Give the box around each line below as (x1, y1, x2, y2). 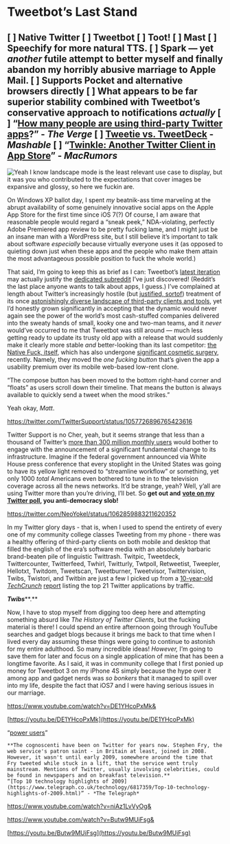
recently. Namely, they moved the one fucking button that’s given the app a (7, 356, 220, 363)
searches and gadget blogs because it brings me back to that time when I (7, 630, 216, 638)
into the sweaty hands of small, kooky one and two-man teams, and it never (7, 319, 222, 327)
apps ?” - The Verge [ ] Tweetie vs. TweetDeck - (7, 128, 214, 140)
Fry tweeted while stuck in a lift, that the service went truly (7, 760, 198, 767)
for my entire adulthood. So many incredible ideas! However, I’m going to (7, 645, 213, 653)
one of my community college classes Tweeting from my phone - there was (7, 530, 221, 539)
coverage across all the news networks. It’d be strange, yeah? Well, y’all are (7, 482, 221, 490)
